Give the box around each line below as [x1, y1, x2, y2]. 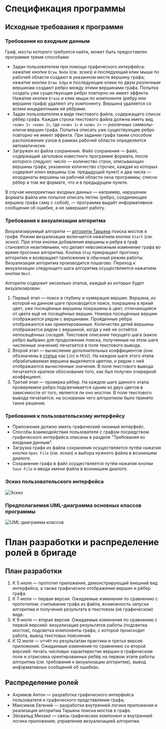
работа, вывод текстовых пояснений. [12, 632, 92, 639]
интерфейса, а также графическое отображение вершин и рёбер [12, 585, 151, 591]
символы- [132, 121, 154, 127]
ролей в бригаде [5, 547, 77, 559]
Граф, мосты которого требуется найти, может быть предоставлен [5, 49, 148, 54]
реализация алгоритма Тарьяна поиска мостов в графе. [12, 707, 131, 713]
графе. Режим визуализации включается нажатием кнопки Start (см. [5, 234, 153, 240]
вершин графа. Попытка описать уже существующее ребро [27, 127, 155, 133]
